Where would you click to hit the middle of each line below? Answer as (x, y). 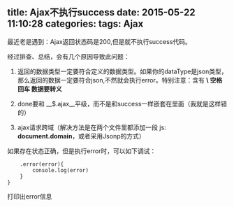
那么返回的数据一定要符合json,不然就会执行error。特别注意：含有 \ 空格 (120, 80)
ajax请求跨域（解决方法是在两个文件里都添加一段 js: (92, 127)
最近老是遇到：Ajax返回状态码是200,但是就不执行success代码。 (100, 41)
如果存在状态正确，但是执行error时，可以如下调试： (82, 151)
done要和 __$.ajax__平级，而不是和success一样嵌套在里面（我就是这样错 (122, 103)
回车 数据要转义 (40, 89)
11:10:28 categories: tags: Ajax (75, 24)
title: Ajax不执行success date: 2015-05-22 (101, 13)
